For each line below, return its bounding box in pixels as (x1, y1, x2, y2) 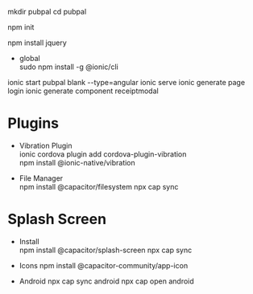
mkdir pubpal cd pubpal (7, 7, 87, 16)
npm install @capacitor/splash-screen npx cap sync (19, 245, 193, 255)
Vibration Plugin (19, 141, 73, 150)
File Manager (19, 173, 64, 183)
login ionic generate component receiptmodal (7, 86, 159, 96)
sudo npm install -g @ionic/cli (19, 62, 118, 71)
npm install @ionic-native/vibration (19, 157, 136, 167)
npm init (7, 22, 35, 31)
